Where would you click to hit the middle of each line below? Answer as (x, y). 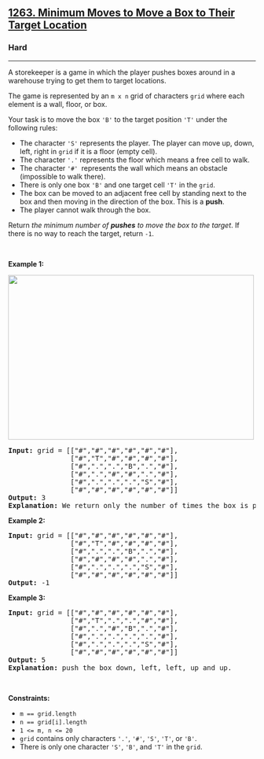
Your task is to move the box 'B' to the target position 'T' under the (118, 119)
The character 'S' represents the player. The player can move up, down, (137, 143)
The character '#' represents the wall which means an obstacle (123, 168)
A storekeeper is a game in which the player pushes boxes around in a (122, 72)
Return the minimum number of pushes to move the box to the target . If (124, 225)
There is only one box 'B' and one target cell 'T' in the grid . (117, 185)
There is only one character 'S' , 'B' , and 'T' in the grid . (111, 746)
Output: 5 (27, 660)
